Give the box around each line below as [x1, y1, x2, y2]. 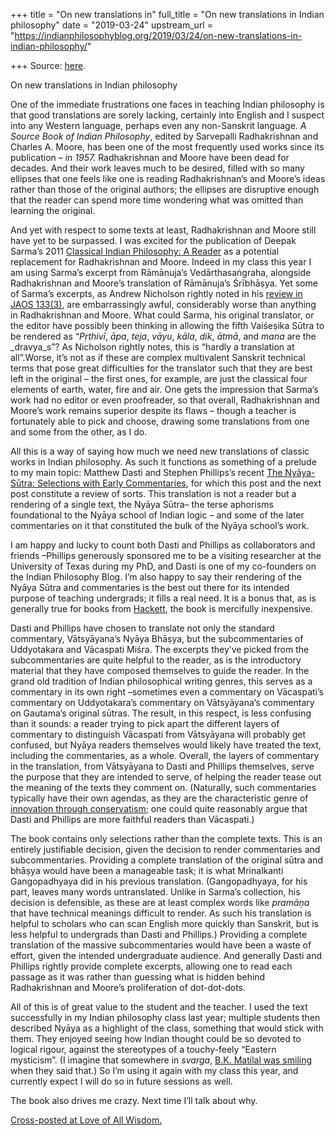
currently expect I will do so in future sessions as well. [10, 1075, 233, 1087]
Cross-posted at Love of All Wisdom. [10, 1114, 163, 1126]
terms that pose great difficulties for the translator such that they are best [10, 362, 313, 374]
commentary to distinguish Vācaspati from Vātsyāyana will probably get [10, 729, 307, 740]
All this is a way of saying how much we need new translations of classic [10, 445, 310, 457]
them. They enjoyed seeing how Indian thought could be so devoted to [10, 1033, 302, 1044]
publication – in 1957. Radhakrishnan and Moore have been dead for [10, 152, 290, 163]
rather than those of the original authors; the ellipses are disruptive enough [10, 184, 320, 195]
